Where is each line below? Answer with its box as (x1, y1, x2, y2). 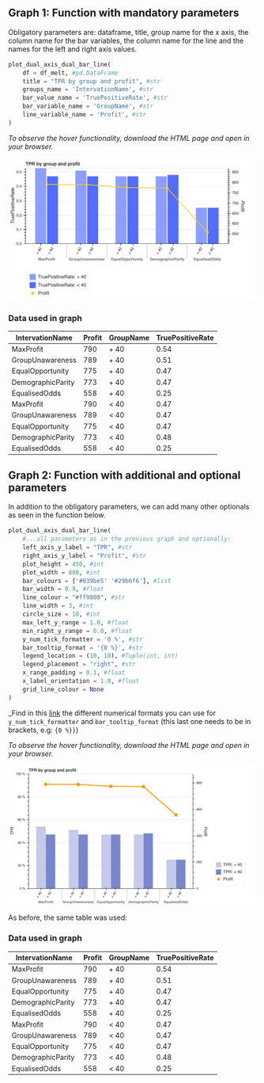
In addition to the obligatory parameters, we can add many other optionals (8, 502, 250, 512)
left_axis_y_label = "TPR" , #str (22, 543, 133, 551)
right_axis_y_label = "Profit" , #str (22, 551, 147, 559)
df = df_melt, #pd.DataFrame (22, 69, 119, 77)
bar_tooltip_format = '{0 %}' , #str (22, 643, 144, 652)
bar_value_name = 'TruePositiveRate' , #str (22, 94, 168, 102)
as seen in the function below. (8, 510, 106, 520)
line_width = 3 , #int (22, 602, 93, 610)
